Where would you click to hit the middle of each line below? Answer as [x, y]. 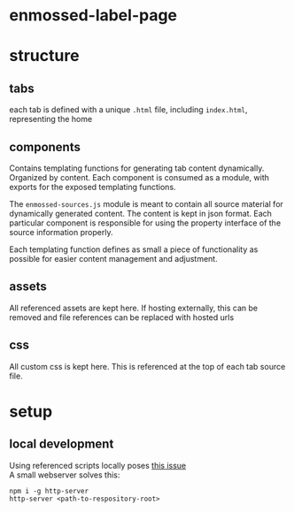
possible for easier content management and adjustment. [114, 259]
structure [44, 56]
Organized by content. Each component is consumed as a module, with [139, 177]
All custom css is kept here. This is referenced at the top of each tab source [147, 366]
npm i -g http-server [49, 491]
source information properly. [61, 232]
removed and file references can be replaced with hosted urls [122, 317]
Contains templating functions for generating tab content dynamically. [137, 168]
